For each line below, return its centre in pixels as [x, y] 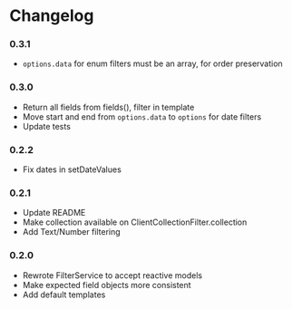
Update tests [46, 126]
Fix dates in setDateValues [72, 169]
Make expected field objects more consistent [107, 285]
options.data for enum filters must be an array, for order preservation [152, 63]
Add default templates [64, 295]
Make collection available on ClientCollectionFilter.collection [135, 222]
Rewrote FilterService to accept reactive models [112, 275]
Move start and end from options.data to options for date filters [142, 116]
